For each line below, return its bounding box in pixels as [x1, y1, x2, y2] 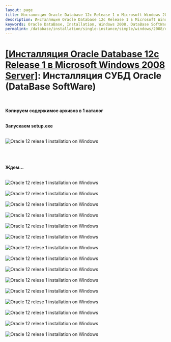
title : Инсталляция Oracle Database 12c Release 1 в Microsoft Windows [5, 12, 160, 17]
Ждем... [5, 164, 24, 171]
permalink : [5, 27, 28, 32]
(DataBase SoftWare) [5, 81, 96, 92]
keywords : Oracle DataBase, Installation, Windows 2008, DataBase [5, 21, 149, 27]
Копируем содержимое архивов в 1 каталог [5, 108, 103, 114]
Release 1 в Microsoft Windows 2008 [5, 59, 165, 71]
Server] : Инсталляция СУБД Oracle [5, 70, 162, 82]
